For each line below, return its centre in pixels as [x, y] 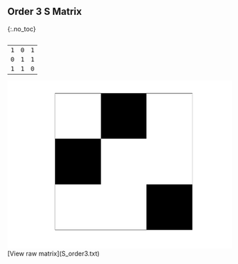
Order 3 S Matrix [45, 12]
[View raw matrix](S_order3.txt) [53, 254]
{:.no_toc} [22, 28]
